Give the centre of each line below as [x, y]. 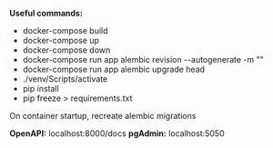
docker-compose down [66, 50]
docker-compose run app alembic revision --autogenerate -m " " [143, 59]
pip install [40, 89]
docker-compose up [61, 40]
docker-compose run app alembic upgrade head [114, 69]
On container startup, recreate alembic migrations [103, 116]
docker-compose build [65, 30]
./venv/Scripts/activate [65, 79]
